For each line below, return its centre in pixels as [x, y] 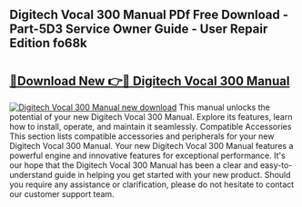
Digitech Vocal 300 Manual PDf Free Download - [149, 15]
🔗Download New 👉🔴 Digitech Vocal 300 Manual [150, 81]
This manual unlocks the [225, 107]
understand [31, 175]
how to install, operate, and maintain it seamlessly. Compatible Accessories [151, 127]
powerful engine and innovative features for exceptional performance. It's [148, 155]
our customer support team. [62, 194]
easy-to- [276, 165]
